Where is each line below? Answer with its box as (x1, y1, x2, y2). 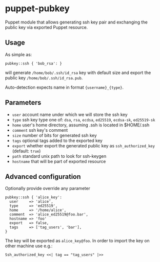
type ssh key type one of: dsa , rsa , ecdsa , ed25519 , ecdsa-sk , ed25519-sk (12, 117, 155, 122)
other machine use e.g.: (5, 243, 53, 249)
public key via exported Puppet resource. (5, 24, 88, 30)
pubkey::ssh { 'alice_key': (5, 195, 62, 200)
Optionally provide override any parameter (5, 186, 90, 191)
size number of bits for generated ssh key (12, 132, 97, 138)
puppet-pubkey (5, 3, 70, 14)
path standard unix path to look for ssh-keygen (12, 153, 106, 159)
